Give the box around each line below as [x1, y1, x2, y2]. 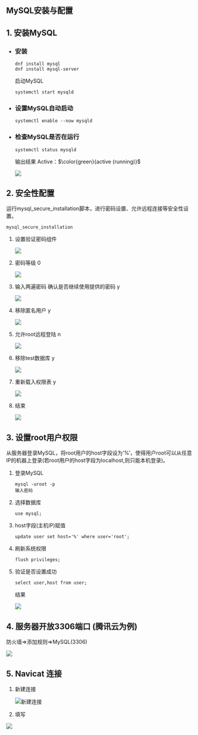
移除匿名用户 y [14, 307, 51, 314]
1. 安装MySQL [6, 27, 58, 37]
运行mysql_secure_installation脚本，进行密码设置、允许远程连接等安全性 [6, 205, 184, 212]
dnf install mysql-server [14, 66, 79, 73]
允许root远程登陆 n [14, 331, 61, 338]
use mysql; [14, 511, 42, 517]
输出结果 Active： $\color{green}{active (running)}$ [14, 158, 141, 165]
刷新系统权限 [14, 545, 46, 552]
